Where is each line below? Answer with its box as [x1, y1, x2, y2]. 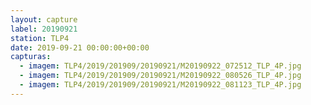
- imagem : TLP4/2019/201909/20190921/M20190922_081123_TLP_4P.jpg [19, 80, 302, 90]
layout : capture [10, 14, 78, 25]
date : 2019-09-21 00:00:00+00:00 [10, 42, 150, 53]
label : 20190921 [10, 24, 78, 34]
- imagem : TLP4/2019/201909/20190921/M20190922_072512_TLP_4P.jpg [19, 61, 302, 71]
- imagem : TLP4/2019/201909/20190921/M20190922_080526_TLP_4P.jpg [19, 71, 302, 81]
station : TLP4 [10, 33, 70, 43]
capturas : [10, 52, 52, 62]
